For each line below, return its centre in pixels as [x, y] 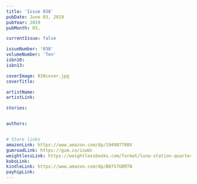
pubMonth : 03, [23, 28]
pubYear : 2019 [23, 22]
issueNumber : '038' [30, 49]
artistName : [21, 92]
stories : [17, 108]
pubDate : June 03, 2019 [35, 17]
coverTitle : [21, 81]
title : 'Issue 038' [30, 11]
